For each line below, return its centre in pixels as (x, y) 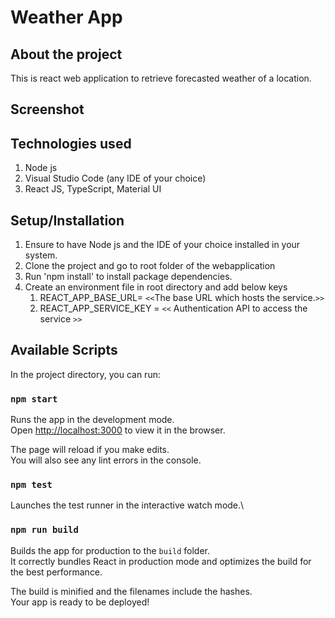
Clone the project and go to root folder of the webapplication (150, 266)
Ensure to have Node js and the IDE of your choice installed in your (162, 245)
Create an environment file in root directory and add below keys (156, 287)
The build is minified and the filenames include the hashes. (131, 591)
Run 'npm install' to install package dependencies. (128, 277)
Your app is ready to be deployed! (80, 602)
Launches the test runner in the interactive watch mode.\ (127, 505)
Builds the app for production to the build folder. (110, 550)
